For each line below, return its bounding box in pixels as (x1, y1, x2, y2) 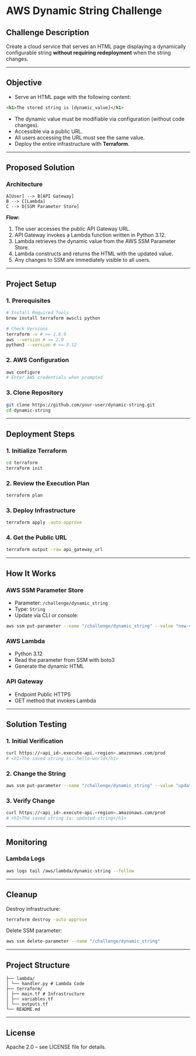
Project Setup (6, 279, 57, 289)
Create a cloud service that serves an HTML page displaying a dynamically (6, 43, 187, 50)
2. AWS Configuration (6, 356, 69, 364)
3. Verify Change (6, 797, 55, 805)
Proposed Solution (6, 163, 75, 173)
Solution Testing (6, 719, 67, 729)
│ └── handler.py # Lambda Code (6, 981, 85, 987)
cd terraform (6, 460, 38, 466)
